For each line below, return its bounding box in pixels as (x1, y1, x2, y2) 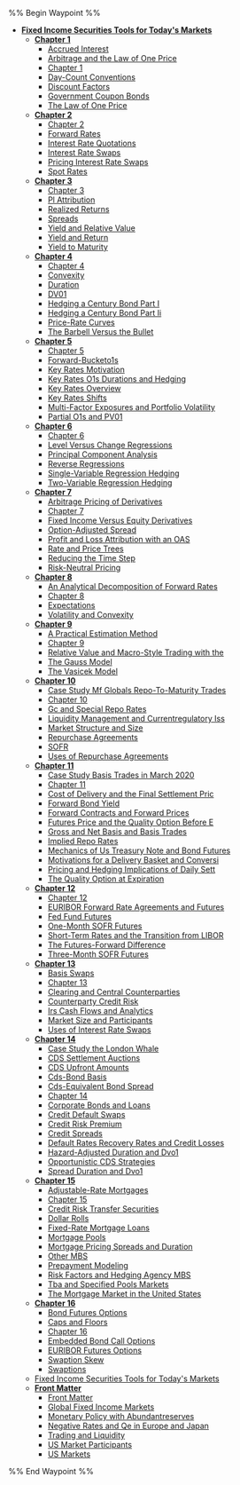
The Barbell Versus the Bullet (47, 327, 154, 336)
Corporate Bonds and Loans (47, 1100, 151, 1110)
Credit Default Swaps (47, 1110, 126, 1119)
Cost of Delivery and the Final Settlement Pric (47, 789, 214, 799)
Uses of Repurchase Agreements (47, 751, 169, 762)
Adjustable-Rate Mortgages (47, 1185, 149, 1195)
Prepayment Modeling (47, 1260, 129, 1270)
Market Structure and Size (47, 723, 143, 733)
